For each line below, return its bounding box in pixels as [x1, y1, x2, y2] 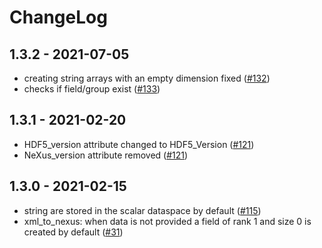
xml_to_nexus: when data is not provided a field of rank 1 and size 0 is [23, 215, 312, 227]
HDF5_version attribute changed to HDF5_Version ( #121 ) [23, 138, 255, 150]
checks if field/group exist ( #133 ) [23, 83, 161, 95]
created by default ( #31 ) [23, 226, 124, 238]
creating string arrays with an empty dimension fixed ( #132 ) [23, 72, 271, 84]
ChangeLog [9, 6, 108, 29]
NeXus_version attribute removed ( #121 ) [23, 149, 189, 161]
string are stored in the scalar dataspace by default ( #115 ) [23, 204, 262, 216]
